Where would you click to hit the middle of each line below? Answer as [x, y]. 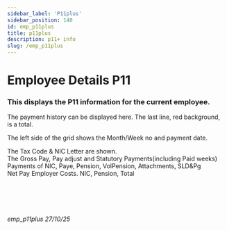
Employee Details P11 [69, 80]
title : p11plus [29, 33]
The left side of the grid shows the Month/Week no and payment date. [108, 138]
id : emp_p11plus [31, 26]
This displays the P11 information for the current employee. [109, 102]
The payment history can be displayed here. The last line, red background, [114, 117]
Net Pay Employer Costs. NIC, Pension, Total [71, 174]
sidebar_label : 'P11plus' [44, 14]
